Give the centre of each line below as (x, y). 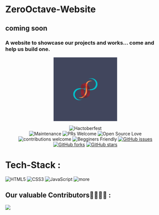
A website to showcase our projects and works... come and (80, 43)
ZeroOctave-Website (51, 9)
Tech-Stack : (33, 165)
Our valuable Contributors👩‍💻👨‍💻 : (58, 195)
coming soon (26, 28)
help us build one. (28, 49)
